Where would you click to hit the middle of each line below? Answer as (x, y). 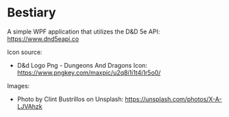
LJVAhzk (29, 106)
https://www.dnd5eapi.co (43, 38)
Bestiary (32, 13)
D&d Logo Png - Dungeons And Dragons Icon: (82, 65)
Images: (19, 86)
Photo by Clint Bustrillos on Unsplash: (70, 99)
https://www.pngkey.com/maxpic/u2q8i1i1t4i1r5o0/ (89, 73)
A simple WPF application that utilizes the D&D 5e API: (84, 31)
